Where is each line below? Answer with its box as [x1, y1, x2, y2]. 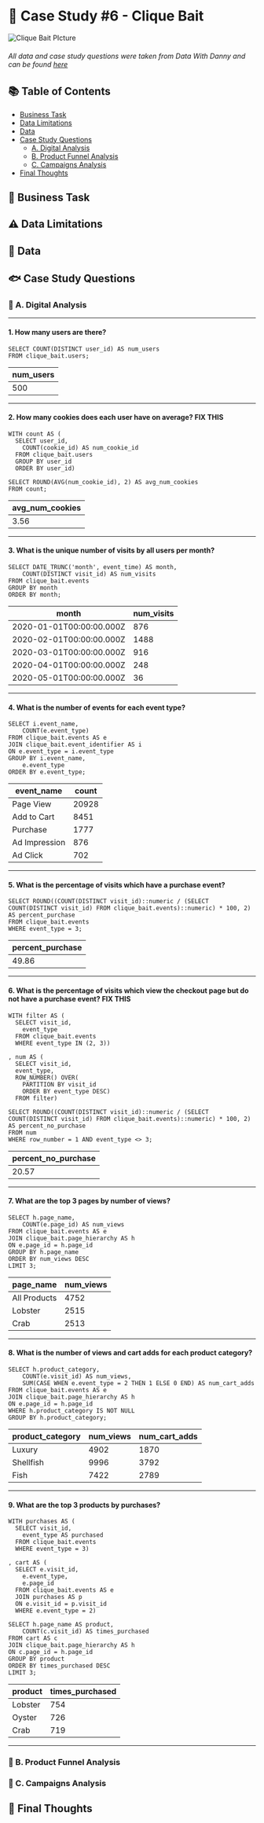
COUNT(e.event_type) [22, 727, 90, 735]
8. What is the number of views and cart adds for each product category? [8, 1348, 253, 1358]
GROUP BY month [8, 584, 58, 592]
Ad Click [12, 850, 43, 861]
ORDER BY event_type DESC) [22, 1087, 111, 1095]
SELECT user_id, [15, 436, 68, 445]
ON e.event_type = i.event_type [8, 748, 114, 755]
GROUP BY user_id [15, 458, 72, 465]
